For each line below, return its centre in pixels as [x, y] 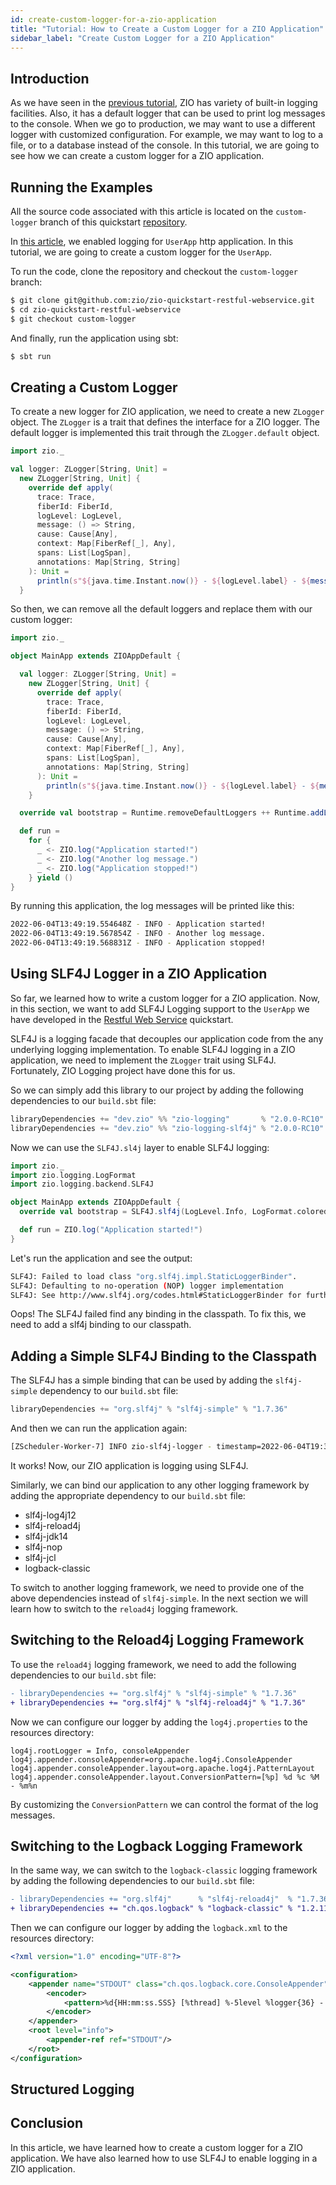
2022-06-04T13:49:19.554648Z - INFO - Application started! [138, 924]
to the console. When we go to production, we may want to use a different [163, 124]
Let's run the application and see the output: [101, 1258]
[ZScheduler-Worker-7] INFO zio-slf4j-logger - [111, 1447]
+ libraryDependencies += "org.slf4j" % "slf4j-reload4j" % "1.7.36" [158, 1702]
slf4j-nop [43, 1547]
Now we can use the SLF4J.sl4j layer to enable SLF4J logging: [140, 1147]
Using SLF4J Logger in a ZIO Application [139, 974]
